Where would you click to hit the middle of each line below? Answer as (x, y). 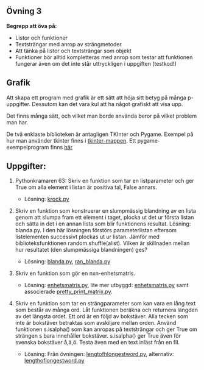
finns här (62, 147)
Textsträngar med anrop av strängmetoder (68, 44)
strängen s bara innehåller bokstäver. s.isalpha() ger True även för (98, 336)
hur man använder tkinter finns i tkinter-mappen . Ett (71, 140)
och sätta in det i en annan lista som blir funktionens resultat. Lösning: (103, 224)
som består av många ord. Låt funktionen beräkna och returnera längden (106, 310)
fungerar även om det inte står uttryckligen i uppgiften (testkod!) (96, 63)
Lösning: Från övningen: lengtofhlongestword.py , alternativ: (99, 354)
